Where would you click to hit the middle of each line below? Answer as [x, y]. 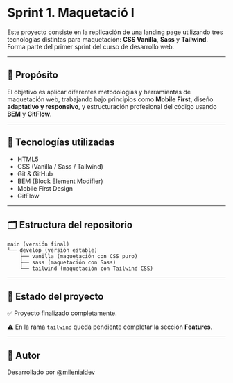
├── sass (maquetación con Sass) [68, 263]
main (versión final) [38, 244]
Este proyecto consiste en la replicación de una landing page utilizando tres [115, 32]
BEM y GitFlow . [29, 114]
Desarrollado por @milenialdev [51, 372]
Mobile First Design [45, 188]
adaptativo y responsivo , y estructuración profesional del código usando [112, 106]
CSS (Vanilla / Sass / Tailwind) [60, 166]
